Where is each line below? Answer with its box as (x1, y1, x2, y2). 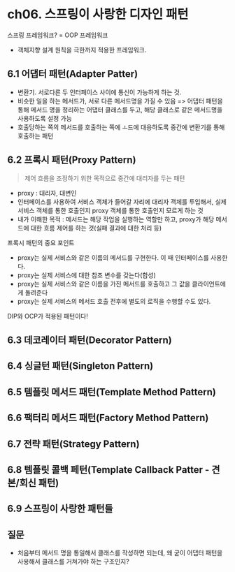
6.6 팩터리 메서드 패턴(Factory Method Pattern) (7, 412, 209, 424)
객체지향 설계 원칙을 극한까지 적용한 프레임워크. (17, 45, 147, 54)
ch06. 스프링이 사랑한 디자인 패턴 (7, 6, 189, 22)
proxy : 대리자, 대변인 (17, 189, 77, 197)
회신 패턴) (19, 476, 59, 489)
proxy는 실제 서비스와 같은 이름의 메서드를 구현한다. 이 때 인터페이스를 (17, 253, 210, 262)
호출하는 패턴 (17, 131, 54, 140)
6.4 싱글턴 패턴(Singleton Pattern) (7, 360, 154, 372)
